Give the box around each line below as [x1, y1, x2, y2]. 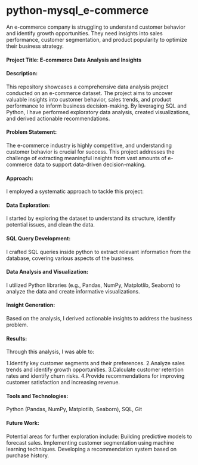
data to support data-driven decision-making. [33, 161, 146, 168]
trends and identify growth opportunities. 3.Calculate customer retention [6, 366, 184, 374]
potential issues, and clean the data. [6, 221, 95, 228]
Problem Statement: [6, 129, 57, 136]
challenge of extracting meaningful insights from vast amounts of [6, 154, 167, 161]
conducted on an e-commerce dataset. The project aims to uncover [6, 89, 173, 96]
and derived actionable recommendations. [6, 115, 110, 122]
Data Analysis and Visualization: [6, 268, 88, 276]
